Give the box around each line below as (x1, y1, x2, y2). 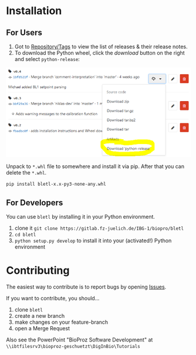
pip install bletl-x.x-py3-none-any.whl (6, 181, 107, 187)
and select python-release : (14, 56, 80, 62)
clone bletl (14, 306, 43, 313)
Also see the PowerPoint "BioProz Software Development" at (6, 336, 153, 343)
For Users (6, 28, 43, 38)
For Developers (6, 197, 63, 207)
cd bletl (14, 232, 36, 238)
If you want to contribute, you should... (6, 295, 100, 302)
